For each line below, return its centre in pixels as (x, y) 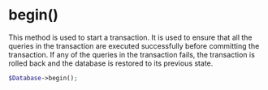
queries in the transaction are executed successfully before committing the (134, 45)
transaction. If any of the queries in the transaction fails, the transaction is (132, 54)
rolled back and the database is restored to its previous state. (111, 63)
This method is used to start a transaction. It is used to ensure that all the (130, 37)
